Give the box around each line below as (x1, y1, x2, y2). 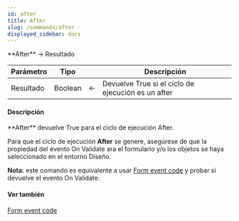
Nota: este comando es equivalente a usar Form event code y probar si (7, 166, 217, 175)
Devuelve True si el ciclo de (102, 79, 194, 89)
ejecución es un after (102, 88, 173, 98)
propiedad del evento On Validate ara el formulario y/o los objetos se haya (7, 145, 224, 153)
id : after (7, 10, 37, 18)
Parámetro (11, 67, 48, 77)
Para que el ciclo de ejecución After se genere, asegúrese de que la (7, 137, 208, 146)
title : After (7, 17, 46, 24)
